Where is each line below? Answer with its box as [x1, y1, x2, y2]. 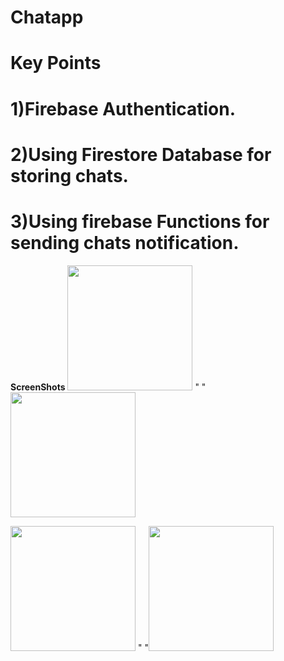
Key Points [10, 52, 102, 75]
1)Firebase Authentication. [10, 97, 237, 120]
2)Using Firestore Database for [10, 143, 272, 166]
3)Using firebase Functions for [10, 210, 270, 233]
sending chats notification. [10, 231, 240, 254]
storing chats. [10, 164, 129, 187]
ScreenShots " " [10, 381, 207, 393]
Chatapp [10, 6, 84, 29]
